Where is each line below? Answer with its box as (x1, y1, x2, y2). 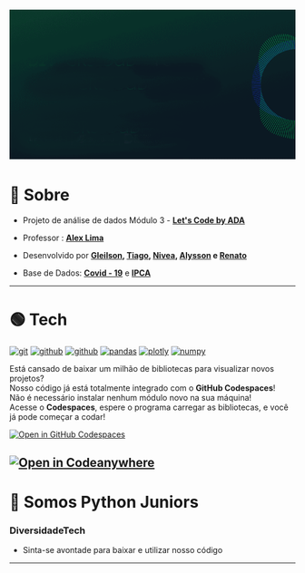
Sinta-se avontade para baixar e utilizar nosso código (22, 544, 223, 555)
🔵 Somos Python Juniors (9, 491, 200, 512)
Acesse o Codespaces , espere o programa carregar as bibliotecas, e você (9, 402, 289, 413)
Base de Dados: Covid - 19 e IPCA (22, 267, 152, 278)
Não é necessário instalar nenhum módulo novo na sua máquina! (9, 393, 252, 403)
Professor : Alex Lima (22, 232, 104, 244)
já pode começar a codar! (9, 412, 106, 422)
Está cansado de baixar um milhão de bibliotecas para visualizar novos (9, 364, 275, 374)
